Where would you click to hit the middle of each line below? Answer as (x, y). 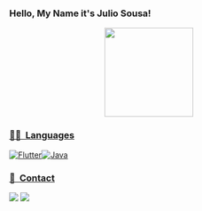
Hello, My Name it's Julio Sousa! (80, 13)
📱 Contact (32, 178)
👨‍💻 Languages (42, 135)
